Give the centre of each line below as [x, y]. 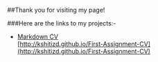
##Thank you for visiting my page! [56, 10]
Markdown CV [38, 37]
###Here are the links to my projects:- [62, 23]
